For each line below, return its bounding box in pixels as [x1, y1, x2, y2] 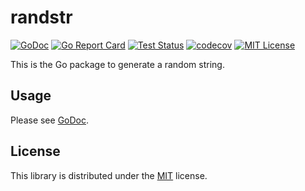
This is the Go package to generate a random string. [10, 58, 225, 70]
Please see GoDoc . [10, 114, 90, 126]
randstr [10, 6, 73, 29]
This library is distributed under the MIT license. [10, 169, 208, 181]
